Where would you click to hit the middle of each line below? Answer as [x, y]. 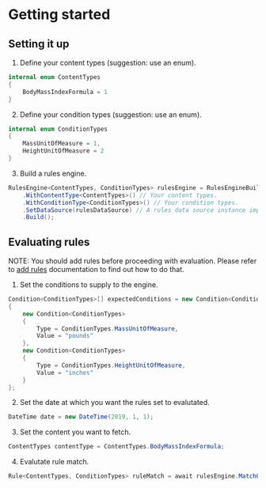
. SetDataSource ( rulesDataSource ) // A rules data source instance [134, 210]
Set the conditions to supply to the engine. [89, 285]
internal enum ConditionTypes [58, 129]
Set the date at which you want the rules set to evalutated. [114, 403]
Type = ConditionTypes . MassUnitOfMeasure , [108, 329]
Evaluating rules [49, 242]
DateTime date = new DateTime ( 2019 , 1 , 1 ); [81, 417]
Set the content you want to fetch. [75, 432]
